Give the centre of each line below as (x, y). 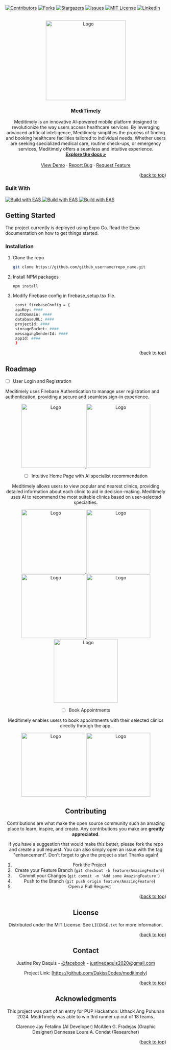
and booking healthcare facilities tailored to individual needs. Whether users (86, 138)
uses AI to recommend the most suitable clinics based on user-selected (86, 497)
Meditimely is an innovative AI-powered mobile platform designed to (86, 122)
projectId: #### (32, 324)
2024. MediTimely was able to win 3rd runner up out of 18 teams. (86, 1016)
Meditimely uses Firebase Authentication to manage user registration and (82, 392)
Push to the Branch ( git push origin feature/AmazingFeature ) (90, 881)
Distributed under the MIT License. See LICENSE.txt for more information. (86, 924)
